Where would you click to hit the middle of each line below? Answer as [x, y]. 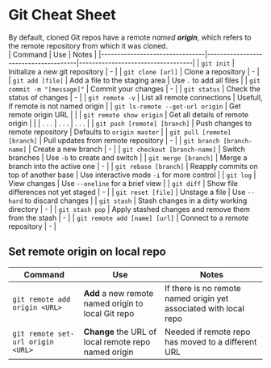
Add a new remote [119, 293]
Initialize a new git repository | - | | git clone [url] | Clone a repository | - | [134, 71]
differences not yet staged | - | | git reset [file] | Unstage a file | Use [127, 192]
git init [216, 63]
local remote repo [117, 341]
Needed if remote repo [208, 332]
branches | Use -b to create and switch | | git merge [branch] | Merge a [128, 157]
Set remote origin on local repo [88, 252]
